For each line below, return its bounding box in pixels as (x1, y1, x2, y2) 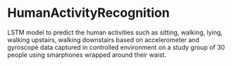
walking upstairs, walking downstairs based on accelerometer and (7, 35, 200, 44)
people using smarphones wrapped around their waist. (7, 51, 167, 59)
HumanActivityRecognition (7, 5, 170, 21)
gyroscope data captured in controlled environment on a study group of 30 (7, 43, 226, 51)
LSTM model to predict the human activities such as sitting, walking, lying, (7, 28, 224, 37)
